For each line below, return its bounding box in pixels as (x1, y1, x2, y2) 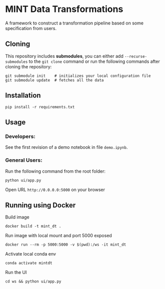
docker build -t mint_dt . (5, 224, 61, 229)
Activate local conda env (5, 251, 56, 257)
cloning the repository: (5, 63, 52, 69)
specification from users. (5, 25, 56, 31)
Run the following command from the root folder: (5, 168, 106, 174)
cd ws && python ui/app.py (5, 279, 61, 284)
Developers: (5, 133, 36, 140)
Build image (5, 214, 29, 220)
